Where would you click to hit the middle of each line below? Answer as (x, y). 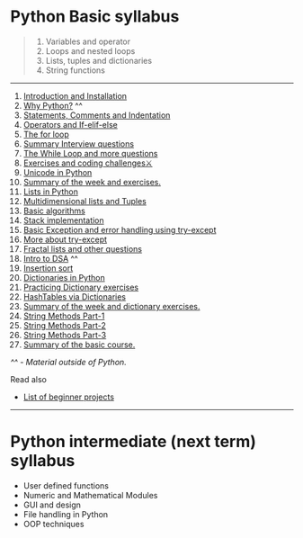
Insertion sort (48, 268)
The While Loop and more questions (90, 153)
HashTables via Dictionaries (75, 296)
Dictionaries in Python (64, 277)
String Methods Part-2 (65, 325)
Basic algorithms (54, 211)
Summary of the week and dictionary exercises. (111, 306)
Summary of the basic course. (79, 345)
